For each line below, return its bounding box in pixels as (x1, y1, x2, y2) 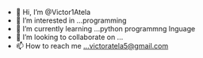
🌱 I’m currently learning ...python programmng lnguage (15, 24, 196, 33)
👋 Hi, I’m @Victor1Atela (15, 8, 91, 16)
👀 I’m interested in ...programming (15, 16, 127, 25)
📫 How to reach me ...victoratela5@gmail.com (15, 42, 169, 50)
